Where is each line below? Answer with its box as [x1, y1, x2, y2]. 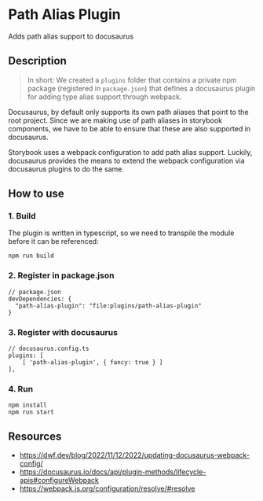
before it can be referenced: [8, 237, 100, 246]
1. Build [8, 211, 37, 222]
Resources [8, 429, 62, 443]
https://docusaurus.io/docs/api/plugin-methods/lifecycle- [19, 467, 206, 477]
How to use [8, 187, 64, 201]
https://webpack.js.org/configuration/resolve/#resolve [19, 484, 195, 493]
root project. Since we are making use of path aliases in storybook [8, 116, 222, 125]
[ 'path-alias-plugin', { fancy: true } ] [22, 359, 163, 367]
